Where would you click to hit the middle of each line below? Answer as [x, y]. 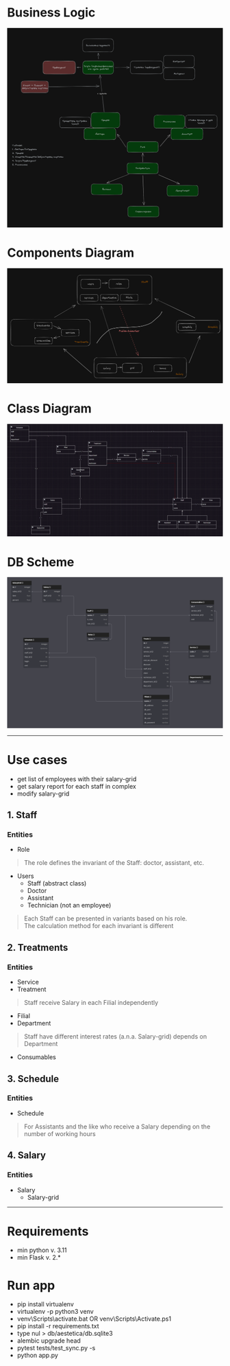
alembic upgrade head [49, 1341]
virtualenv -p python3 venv [55, 1312]
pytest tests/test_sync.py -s [56, 1348]
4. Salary [27, 1156]
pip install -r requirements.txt [58, 1326]
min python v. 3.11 [42, 1250]
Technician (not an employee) [69, 905]
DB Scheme [41, 562]
